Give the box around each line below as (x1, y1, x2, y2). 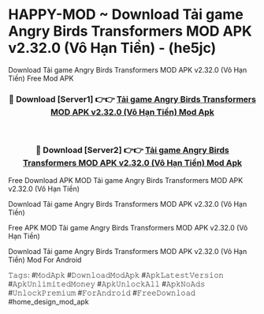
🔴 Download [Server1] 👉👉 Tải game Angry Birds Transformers (9, 93, 256, 104)
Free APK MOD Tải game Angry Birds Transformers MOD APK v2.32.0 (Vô (8, 222, 248, 232)
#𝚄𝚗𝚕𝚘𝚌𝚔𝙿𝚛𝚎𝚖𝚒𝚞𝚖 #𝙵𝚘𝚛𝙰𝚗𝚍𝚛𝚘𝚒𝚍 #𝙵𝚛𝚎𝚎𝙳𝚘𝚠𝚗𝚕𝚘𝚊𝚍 (8, 288, 195, 297)
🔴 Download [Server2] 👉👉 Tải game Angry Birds (35, 144, 230, 155)
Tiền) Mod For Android (8, 255, 82, 264)
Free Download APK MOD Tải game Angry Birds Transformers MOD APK (8, 175, 244, 185)
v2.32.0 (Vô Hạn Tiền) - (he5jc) (8, 39, 217, 57)
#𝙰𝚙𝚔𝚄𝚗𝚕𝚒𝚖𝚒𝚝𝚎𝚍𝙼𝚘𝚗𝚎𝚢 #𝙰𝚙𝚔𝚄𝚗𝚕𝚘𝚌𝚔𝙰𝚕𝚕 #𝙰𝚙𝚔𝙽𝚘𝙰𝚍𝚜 (8, 278, 206, 289)
